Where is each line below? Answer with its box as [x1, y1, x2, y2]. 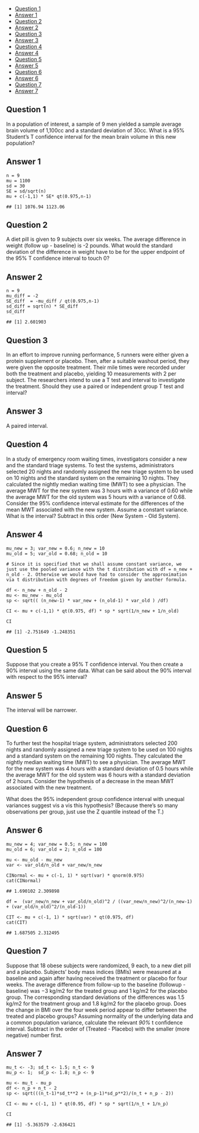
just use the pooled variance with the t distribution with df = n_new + [6, 566, 193, 572]
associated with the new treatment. [6, 784, 93, 791]
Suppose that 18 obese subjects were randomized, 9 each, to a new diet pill [6, 962, 191, 969]
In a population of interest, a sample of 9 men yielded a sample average [6, 120, 182, 128]
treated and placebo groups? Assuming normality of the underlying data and [6, 1013, 194, 1020]
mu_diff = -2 [6, 293, 39, 299]
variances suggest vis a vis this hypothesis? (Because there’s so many [6, 802, 178, 809]
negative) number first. [6, 1031, 62, 1039]
